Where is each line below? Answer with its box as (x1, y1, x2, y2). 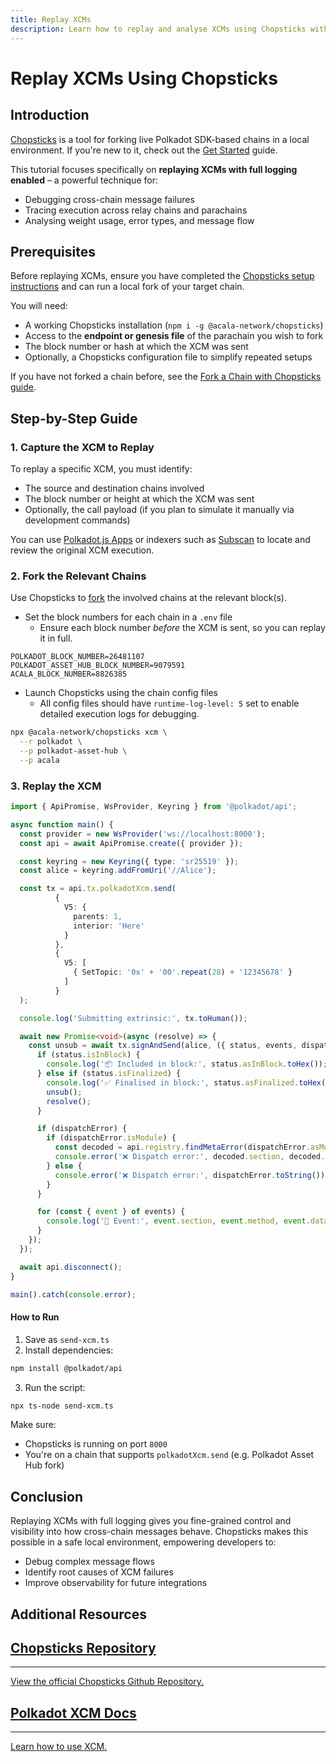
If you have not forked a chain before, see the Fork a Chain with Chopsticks (10, 371, 322, 383)
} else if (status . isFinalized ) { (36, 1069, 182, 1079)
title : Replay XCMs (10, 14, 92, 25)
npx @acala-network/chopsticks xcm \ (10, 727, 168, 738)
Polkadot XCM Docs (10, 1704, 137, 1721)
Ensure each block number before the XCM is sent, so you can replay (39, 622, 326, 634)
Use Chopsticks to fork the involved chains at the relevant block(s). (10, 592, 288, 604)
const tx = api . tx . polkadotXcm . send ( (19, 884, 177, 894)
